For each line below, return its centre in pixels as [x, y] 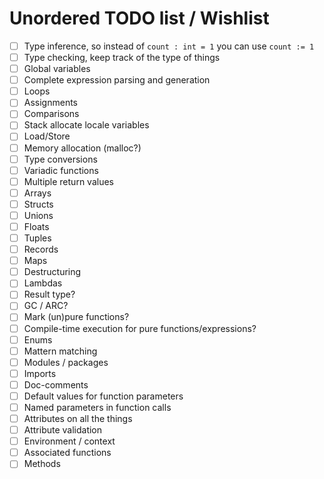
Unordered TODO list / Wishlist [139, 18]
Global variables [57, 69]
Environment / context [69, 441]
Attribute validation [63, 430]
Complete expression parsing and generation [117, 80]
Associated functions [67, 453]
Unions [38, 215]
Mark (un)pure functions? [76, 317]
